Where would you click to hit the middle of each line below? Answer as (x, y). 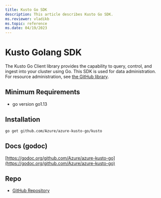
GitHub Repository (31, 191)
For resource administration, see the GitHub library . (57, 77)
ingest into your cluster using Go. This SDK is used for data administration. (81, 72)
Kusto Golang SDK (44, 53)
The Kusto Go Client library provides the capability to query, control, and (79, 66)
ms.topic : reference (26, 23)
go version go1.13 (30, 104)
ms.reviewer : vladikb (27, 19)
